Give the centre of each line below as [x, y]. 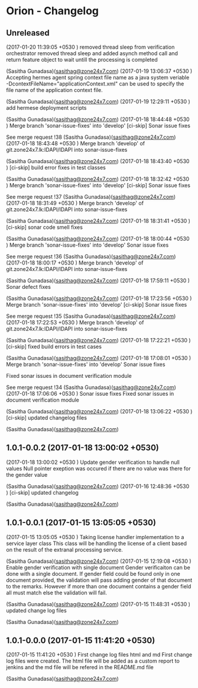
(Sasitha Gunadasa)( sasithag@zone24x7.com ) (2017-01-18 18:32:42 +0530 [98, 179]
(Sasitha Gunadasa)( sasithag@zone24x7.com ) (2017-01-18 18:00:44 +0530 [98, 239]
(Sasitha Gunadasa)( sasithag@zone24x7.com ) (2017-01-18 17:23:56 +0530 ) [99, 298]
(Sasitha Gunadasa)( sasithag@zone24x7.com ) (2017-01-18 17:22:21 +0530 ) [98, 340]
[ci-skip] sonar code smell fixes [44, 227]
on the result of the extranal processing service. [64, 549]
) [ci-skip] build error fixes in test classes [56, 168]
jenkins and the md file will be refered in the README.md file [80, 667]
